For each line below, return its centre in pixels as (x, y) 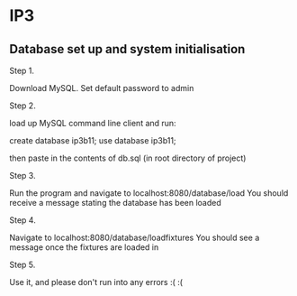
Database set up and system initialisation (127, 49)
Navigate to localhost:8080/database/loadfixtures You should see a (135, 237)
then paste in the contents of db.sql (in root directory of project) (128, 158)
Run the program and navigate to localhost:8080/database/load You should (149, 193)
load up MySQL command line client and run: (93, 123)
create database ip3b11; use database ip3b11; (93, 140)
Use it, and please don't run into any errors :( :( (96, 282)
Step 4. (22, 220)
